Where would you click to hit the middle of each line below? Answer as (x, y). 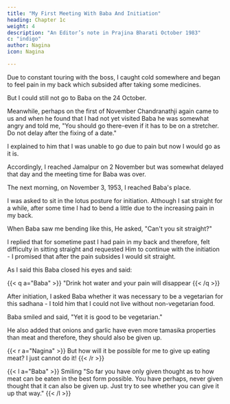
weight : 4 (21, 26)
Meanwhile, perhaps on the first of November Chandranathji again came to (113, 111)
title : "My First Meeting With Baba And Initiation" (84, 13)
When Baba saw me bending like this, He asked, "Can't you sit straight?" (110, 228)
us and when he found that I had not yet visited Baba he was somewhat (108, 118)
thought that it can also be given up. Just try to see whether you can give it (113, 385)
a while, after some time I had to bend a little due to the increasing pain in (111, 208)
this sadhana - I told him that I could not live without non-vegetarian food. (111, 303)
